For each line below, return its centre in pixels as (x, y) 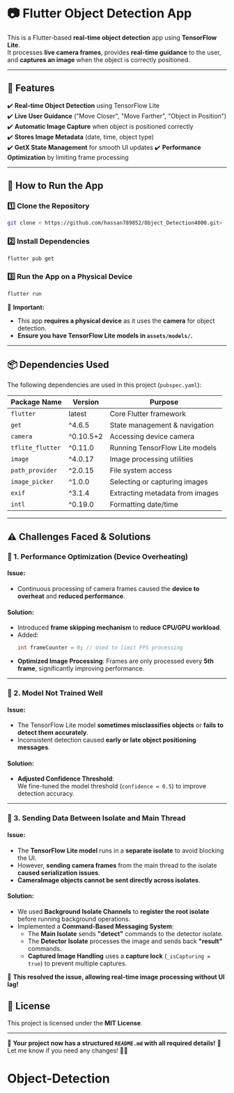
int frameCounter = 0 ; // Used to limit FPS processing (100, 648)
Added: (28, 635)
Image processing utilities (151, 459)
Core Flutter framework (148, 414)
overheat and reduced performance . (71, 596)
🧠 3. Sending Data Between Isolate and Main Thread (96, 818)
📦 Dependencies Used (58, 365)
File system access (141, 471)
